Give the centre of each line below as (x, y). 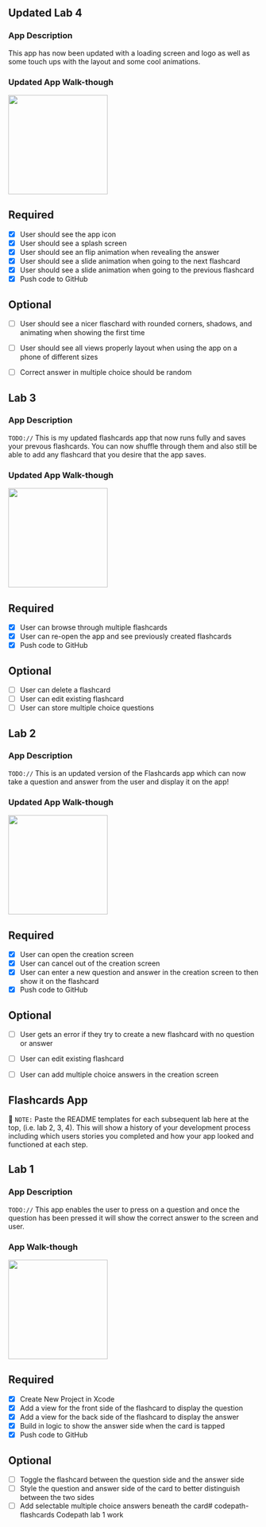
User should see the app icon (68, 234)
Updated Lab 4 (45, 13)
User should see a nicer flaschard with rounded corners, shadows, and (136, 323)
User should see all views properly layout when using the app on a (129, 348)
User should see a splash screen (73, 243)
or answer (36, 1043)
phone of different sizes (59, 357)
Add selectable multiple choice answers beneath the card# (116, 1506)
